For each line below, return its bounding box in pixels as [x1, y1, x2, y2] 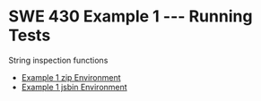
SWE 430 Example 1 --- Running [8, 6, 253, 27]
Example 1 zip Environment [21, 72, 122, 82]
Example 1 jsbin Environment [21, 81, 127, 92]
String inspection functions [8, 55, 109, 65]
